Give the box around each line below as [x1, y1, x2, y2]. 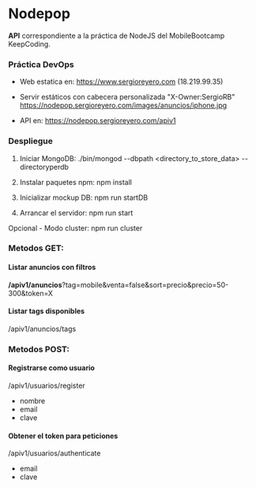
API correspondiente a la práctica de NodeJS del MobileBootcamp [8, 31, 225, 40]
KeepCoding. [8, 39, 51, 48]
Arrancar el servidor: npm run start [19, 208, 134, 217]
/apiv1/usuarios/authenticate [8, 449, 101, 458]
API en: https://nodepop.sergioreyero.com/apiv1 [19, 116, 176, 126]
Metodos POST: [8, 343, 70, 355]
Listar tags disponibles [8, 306, 85, 316]
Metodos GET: [8, 242, 65, 253]
